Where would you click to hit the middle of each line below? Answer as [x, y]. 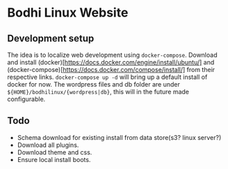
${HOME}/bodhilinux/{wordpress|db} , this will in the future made [98, 92]
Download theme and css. [55, 152]
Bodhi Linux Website [68, 13]
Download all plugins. [48, 145]
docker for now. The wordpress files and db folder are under [94, 84]
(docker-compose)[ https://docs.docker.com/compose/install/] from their [111, 70]
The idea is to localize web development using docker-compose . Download [112, 55]
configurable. [26, 99]
